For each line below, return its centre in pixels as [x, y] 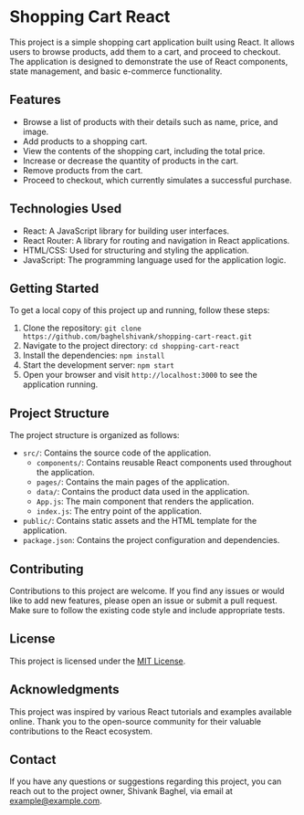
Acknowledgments [65, 690]
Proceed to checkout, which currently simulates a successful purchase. [157, 180]
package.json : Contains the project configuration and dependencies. [151, 540]
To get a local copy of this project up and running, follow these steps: [140, 310]
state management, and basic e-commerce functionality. [116, 71]
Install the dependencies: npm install [94, 355]
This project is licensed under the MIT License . [98, 661]
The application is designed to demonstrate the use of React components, [149, 61]
